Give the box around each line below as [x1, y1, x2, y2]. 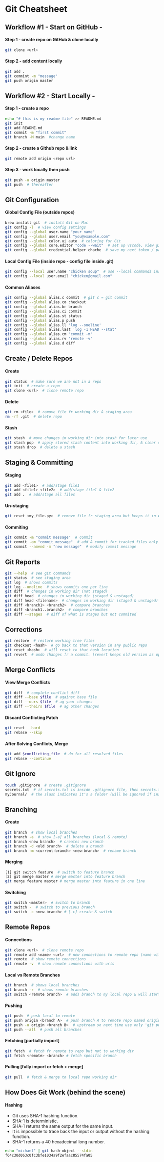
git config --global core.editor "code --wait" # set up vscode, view [5, 243, 154, 248]
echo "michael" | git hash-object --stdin [5, 1148, 93, 1154]
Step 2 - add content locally [5, 58, 62, 64]
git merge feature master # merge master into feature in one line [5, 879, 145, 884]
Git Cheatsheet [5, 3, 67, 15]
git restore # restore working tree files [5, 638, 95, 643]
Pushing [5, 1003, 22, 1008]
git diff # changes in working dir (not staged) [5, 589, 108, 594]
